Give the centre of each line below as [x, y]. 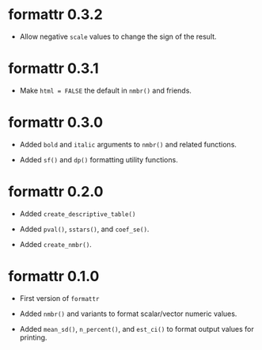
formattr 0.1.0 [54, 276]
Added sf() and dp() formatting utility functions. [99, 159]
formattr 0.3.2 [55, 15]
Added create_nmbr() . [56, 244]
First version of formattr [59, 298]
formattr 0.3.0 [56, 122]
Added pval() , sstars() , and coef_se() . [84, 229]
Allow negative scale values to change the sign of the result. [118, 36]
